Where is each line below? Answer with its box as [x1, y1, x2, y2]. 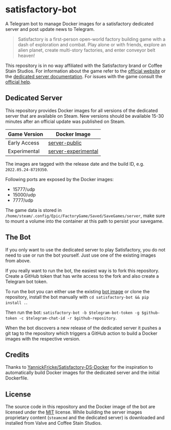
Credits [5, 350, 30, 359]
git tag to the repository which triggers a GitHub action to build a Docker [5, 330, 158, 336]
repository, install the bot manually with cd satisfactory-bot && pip [5, 294, 149, 300]
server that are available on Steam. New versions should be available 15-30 [5, 113, 164, 119]
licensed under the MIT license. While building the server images [5, 409, 142, 415]
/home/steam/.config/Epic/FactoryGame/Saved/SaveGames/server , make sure [5, 212, 165, 219]
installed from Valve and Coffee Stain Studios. [5, 420, 102, 426]
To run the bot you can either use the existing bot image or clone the [5, 288, 150, 294]
